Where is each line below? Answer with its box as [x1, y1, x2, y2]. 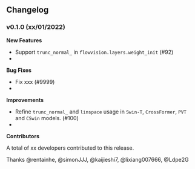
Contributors [6, 132, 40, 139]
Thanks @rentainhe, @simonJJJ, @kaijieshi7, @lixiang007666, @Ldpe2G [6, 156, 189, 163]
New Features [6, 36, 42, 44]
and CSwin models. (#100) [15, 114, 79, 121]
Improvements [6, 96, 44, 103]
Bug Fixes [6, 66, 32, 74]
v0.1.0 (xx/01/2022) [6, 23, 65, 31]
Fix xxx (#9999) [15, 78, 55, 85]
